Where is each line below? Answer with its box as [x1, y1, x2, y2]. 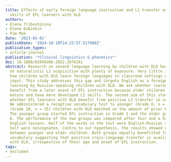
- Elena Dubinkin [5, 26, 42, 31]
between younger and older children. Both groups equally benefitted [10, 130, 160, 135]
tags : [5, 144, 17, 150]
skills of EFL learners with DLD [10, 12, 81, 17]
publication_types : [5, 45, 47, 50]
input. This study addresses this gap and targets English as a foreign [10, 78, 167, 83]
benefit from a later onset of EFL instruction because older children [10, 87, 165, 93]
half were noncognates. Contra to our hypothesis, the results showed [10, 125, 163, 131]
